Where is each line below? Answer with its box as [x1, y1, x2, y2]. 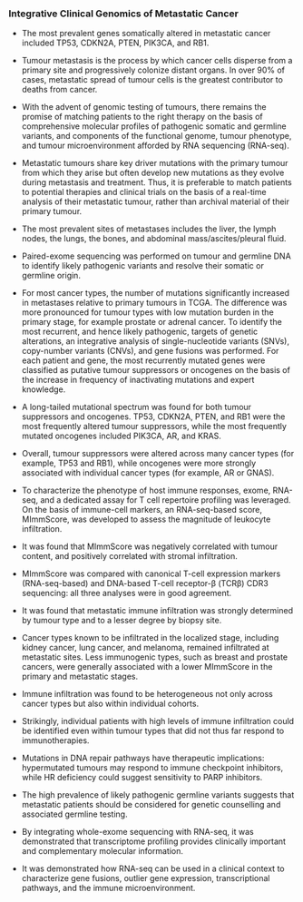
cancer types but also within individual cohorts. [21, 698, 200, 710]
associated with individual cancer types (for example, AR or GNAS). [21, 467, 275, 478]
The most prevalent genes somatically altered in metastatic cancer [21, 28, 271, 39]
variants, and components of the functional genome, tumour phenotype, [21, 131, 292, 142]
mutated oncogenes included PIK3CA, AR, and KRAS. [21, 430, 221, 442]
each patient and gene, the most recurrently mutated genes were [21, 355, 266, 366]
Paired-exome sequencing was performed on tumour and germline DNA [21, 250, 291, 261]
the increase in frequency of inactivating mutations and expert [21, 375, 255, 386]
